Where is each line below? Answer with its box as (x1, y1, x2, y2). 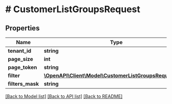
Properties (5, 24, 40, 32)
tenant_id (8, 47, 32, 54)
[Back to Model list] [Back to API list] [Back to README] (5, 93, 123, 99)
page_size (8, 56, 33, 62)
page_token (8, 64, 37, 71)
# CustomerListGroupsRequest (5, 4, 141, 15)
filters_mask (8, 80, 39, 87)
